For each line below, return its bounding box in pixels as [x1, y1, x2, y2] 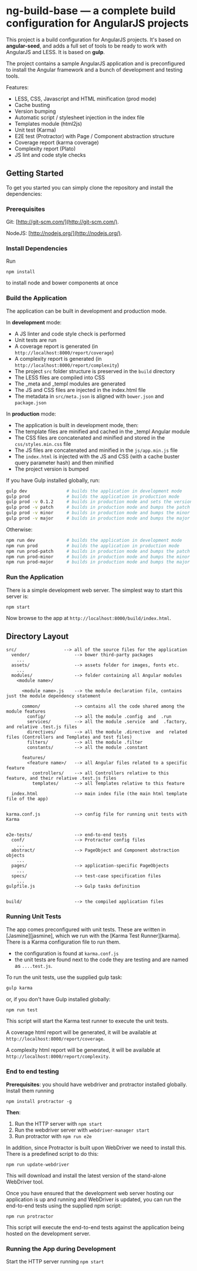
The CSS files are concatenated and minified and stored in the [14, 434, 165, 441]
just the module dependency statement [6, 693, 101, 699]
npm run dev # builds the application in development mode [6, 537, 182, 543]
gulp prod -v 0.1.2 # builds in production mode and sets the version [6, 499, 193, 505]
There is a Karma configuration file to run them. [6, 938, 121, 945]
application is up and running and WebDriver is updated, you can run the [6, 1196, 182, 1203]
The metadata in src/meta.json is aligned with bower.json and [14, 393, 164, 400]
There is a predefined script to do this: [6, 1150, 98, 1157]
